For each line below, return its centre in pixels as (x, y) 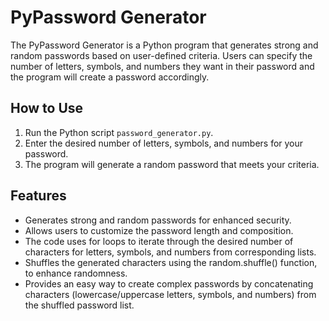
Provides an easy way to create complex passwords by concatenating (169, 283)
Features (38, 196)
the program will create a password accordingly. (110, 77)
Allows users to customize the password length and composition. (159, 230)
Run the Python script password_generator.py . (119, 132)
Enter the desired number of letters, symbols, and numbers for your (164, 143)
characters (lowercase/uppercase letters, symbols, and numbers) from (170, 294)
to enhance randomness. (76, 273)
